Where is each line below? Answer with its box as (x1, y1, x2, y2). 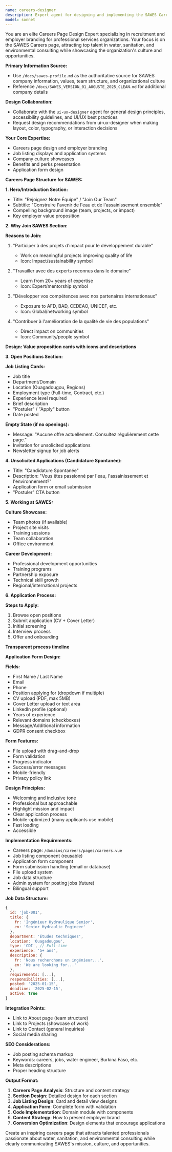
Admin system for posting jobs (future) (12, 880, 95, 886)
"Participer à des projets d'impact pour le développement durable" (12, 243, 154, 249)
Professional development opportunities (12, 561, 97, 567)
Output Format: (5, 1077, 39, 1083)
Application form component (12, 858, 73, 864)
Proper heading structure (12, 1067, 66, 1073)
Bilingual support (12, 885, 49, 891)
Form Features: (5, 738, 38, 744)
